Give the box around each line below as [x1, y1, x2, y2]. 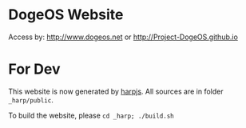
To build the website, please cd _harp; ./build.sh [8, 110, 174, 120]
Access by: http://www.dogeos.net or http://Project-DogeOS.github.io [8, 32, 238, 42]
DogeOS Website [8, 6, 124, 24]
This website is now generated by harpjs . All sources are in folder [8, 86, 224, 96]
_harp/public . [8, 94, 54, 105]
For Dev [8, 60, 61, 78]
